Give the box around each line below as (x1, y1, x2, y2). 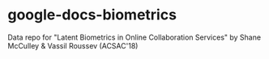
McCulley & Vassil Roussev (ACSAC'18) (7, 40, 139, 50)
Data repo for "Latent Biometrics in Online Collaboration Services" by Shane (7, 32, 261, 42)
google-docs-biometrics (7, 6, 177, 24)
